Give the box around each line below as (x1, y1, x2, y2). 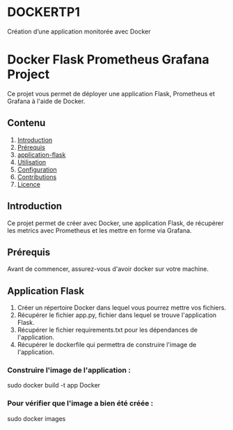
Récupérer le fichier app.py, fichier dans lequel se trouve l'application (17, 311, 217, 319)
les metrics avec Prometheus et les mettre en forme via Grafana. (7, 226, 193, 234)
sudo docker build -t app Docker (7, 381, 101, 390)
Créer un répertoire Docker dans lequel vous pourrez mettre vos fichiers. (17, 304, 227, 312)
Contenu (7, 117, 46, 129)
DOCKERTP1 (7, 4, 80, 20)
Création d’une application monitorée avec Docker (7, 27, 151, 36)
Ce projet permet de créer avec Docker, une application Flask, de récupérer (7, 219, 224, 227)
